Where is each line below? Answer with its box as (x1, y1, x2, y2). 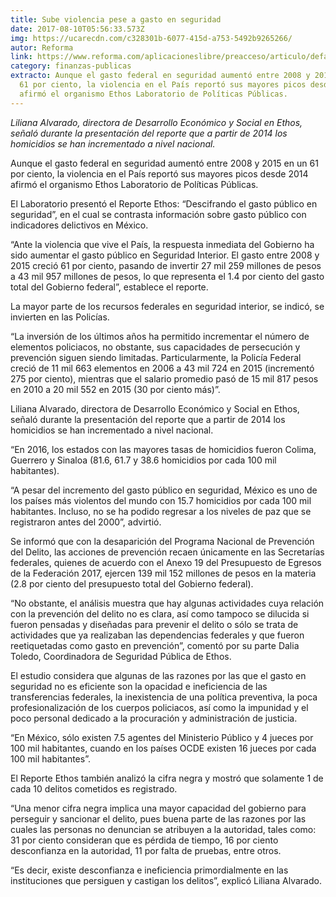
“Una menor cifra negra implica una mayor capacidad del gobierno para (10, 802, 307, 814)
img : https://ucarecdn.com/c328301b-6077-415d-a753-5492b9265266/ (10, 33, 293, 43)
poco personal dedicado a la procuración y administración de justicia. (10, 712, 298, 724)
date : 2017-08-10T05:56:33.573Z (10, 24, 145, 34)
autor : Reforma (10, 42, 74, 53)
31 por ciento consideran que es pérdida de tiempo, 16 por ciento (10, 834, 279, 846)
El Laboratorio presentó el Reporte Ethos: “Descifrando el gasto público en (10, 197, 318, 210)
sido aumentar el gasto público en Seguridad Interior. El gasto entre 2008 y (10, 249, 320, 261)
